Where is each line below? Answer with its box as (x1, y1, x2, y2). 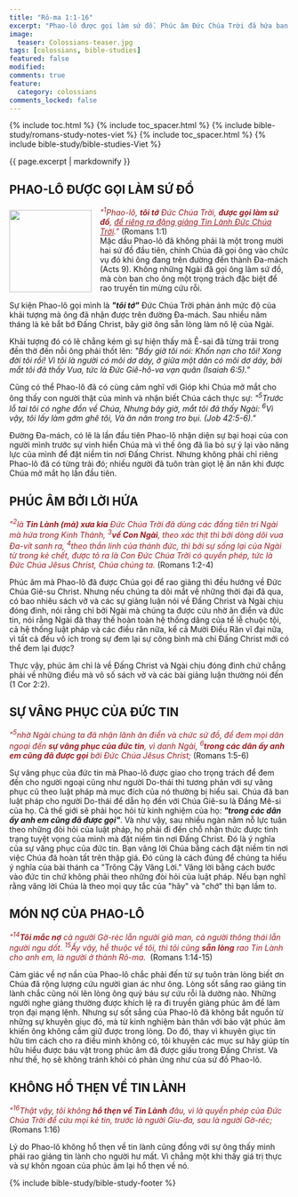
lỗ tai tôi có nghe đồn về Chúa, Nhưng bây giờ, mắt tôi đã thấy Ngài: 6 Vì (9, 402, 274, 414)
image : (9, 29, 34, 38)
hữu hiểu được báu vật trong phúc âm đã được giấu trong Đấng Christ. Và (9, 1045, 278, 1056)
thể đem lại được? (9, 642, 75, 654)
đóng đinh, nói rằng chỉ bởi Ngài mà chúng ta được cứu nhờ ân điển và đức (9, 605, 285, 615)
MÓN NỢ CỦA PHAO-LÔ (9, 906, 145, 921)
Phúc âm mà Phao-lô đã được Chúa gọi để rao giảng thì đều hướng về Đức (9, 576, 282, 587)
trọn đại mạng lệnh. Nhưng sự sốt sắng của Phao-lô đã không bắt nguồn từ (9, 1007, 284, 1018)
